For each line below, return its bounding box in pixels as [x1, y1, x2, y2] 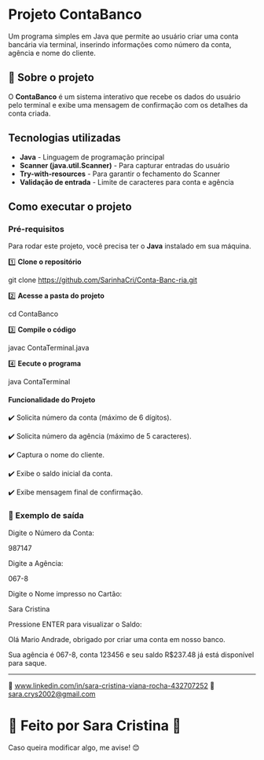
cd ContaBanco [8, 309, 59, 319]
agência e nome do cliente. [8, 48, 96, 57]
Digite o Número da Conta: [8, 528, 94, 538]
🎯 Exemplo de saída [8, 510, 84, 521]
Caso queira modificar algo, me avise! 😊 [8, 743, 140, 752]
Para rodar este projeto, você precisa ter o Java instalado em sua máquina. [8, 241, 251, 251]
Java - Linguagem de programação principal [19, 152, 165, 162]
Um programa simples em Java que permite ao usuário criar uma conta [8, 31, 239, 41]
